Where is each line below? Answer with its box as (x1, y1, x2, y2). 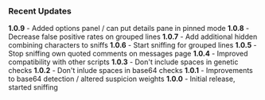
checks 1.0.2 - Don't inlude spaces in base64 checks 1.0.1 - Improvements (8, 66, 253, 75)
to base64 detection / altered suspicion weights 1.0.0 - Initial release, (8, 74, 236, 84)
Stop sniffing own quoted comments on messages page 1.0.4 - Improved (8, 49, 248, 59)
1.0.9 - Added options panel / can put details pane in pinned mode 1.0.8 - (8, 24, 250, 33)
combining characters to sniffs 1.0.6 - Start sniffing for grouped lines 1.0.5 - (8, 40, 257, 50)
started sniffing (8, 83, 58, 92)
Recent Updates (8, 6, 72, 17)
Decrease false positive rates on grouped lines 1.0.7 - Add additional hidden (8, 32, 258, 41)
